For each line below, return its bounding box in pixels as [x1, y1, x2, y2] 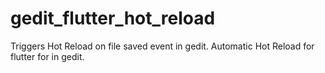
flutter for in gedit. [10, 50, 85, 62]
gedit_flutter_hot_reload [10, 7, 216, 30]
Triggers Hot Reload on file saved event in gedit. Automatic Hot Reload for [10, 40, 315, 52]
